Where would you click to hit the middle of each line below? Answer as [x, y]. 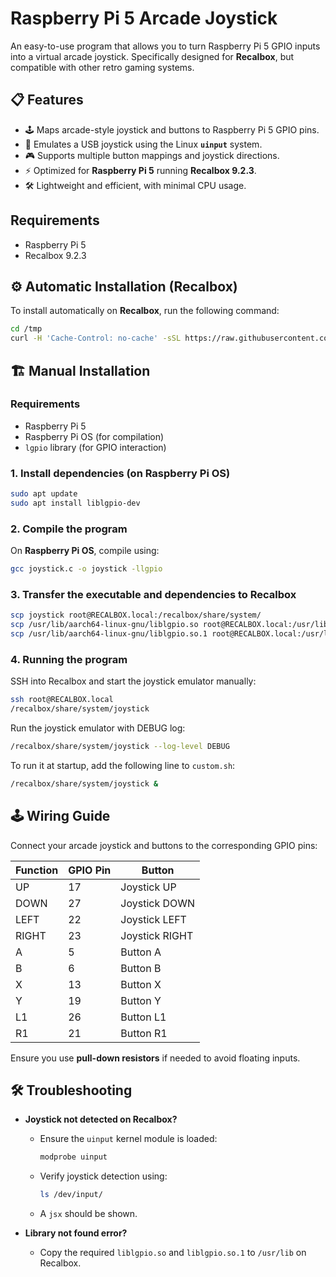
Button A [141, 952]
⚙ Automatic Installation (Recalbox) [124, 286]
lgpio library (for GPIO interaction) [95, 447]
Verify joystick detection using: [103, 1176]
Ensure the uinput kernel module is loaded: [128, 1139]
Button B [141, 968]
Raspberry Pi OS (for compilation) [94, 436]
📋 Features [47, 100]
